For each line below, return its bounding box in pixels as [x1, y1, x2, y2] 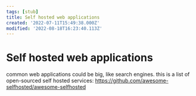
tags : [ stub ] [6, 8, 39, 15]
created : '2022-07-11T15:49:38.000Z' [6, 20, 100, 26]
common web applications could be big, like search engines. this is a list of [6, 71, 190, 78]
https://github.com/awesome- [95, 77, 169, 84]
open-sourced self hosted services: [6, 77, 94, 84]
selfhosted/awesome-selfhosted [6, 83, 86, 91]
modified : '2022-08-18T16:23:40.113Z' [6, 25, 102, 32]
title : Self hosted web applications [6, 14, 100, 20]
